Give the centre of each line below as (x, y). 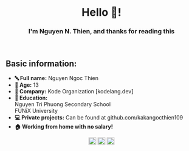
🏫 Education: (31, 98)
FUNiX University (36, 111)
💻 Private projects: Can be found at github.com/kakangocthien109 (99, 118)
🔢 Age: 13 (26, 85)
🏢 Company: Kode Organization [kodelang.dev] (74, 92)
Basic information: (41, 63)
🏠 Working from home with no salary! (64, 127)
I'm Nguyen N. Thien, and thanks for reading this (101, 32)
